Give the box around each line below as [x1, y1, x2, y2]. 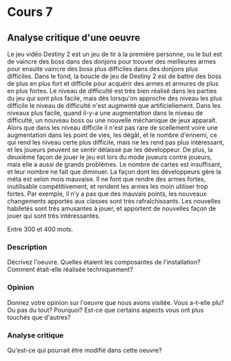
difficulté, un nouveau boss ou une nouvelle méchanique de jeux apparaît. [7, 116, 217, 124]
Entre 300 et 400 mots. [7, 225, 74, 233]
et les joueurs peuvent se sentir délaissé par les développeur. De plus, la [7, 146, 213, 154]
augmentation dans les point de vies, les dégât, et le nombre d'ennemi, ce [7, 131, 217, 139]
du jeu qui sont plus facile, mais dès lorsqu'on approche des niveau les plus [7, 94, 223, 102]
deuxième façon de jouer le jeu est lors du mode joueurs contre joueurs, [7, 153, 212, 161]
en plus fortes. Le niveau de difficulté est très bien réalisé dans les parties [7, 87, 217, 95]
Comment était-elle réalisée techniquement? [7, 266, 133, 274]
